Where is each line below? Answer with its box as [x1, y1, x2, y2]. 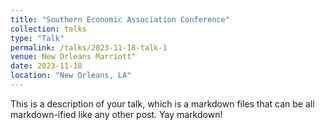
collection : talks [10, 24, 87, 34]
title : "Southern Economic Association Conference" [10, 14, 230, 25]
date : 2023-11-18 [10, 61, 83, 71]
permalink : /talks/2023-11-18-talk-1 [10, 42, 168, 53]
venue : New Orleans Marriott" [10, 52, 137, 62]
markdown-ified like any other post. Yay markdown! [10, 108, 223, 120]
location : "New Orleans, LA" [10, 71, 132, 81]
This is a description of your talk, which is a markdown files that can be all [10, 97, 315, 110]
